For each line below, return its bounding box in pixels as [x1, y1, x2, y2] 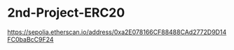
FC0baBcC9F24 [7, 35, 54, 43]
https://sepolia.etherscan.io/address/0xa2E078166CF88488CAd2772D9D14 [7, 28, 227, 36]
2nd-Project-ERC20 [7, 5, 125, 21]
